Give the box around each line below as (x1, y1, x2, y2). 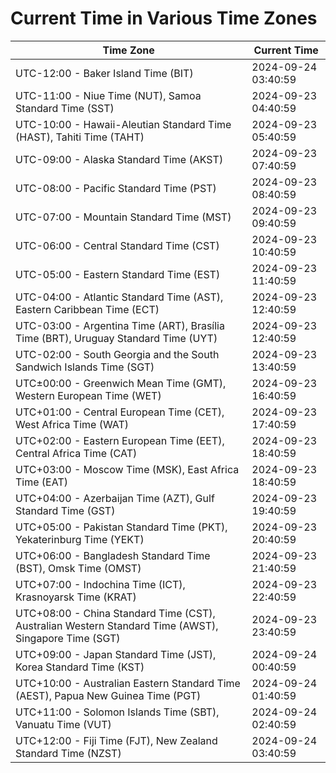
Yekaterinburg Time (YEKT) (15, 532, 145, 546)
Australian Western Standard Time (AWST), (15, 618, 219, 632)
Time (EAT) (15, 475, 68, 489)
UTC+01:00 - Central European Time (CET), (15, 405, 225, 419)
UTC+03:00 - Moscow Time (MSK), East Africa (15, 462, 240, 476)
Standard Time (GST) (15, 503, 116, 517)
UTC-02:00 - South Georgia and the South (15, 347, 220, 361)
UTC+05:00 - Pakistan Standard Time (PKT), (15, 520, 228, 534)
